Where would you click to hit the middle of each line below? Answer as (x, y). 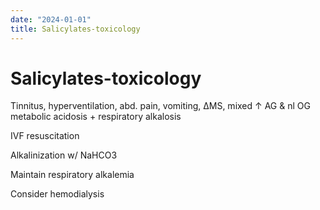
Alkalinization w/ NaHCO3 (64, 155)
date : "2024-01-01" (51, 19)
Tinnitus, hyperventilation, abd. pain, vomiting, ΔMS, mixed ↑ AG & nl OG (160, 106)
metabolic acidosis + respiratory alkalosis (96, 117)
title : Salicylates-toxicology (75, 29)
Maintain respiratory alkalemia (72, 175)
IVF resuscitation (45, 136)
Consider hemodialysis (57, 194)
